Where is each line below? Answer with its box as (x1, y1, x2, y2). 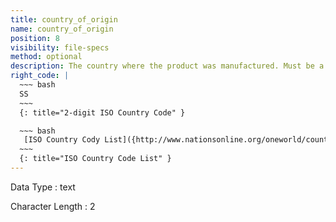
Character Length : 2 (10, 200, 96, 212)
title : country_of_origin (10, 14, 118, 25)
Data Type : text (10, 181, 76, 193)
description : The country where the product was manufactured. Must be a (10, 61, 325, 71)
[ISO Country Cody (23, 135, 101, 145)
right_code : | (10, 71, 70, 81)
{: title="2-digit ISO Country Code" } (19, 107, 186, 118)
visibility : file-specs (10, 42, 110, 53)
